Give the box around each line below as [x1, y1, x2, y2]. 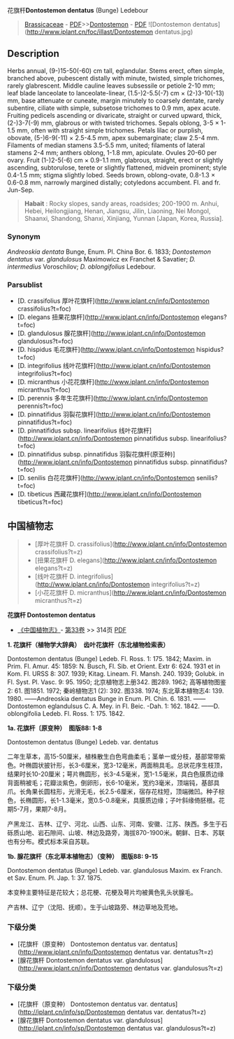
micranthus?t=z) [34, 597, 82, 605]
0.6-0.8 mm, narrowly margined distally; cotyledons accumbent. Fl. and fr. [7, 178, 221, 186]
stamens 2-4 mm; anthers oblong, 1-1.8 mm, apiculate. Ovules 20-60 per [7, 148, 217, 156]
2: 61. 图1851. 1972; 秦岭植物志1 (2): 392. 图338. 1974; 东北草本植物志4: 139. [7, 686, 224, 695]
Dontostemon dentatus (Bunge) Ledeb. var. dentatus [7, 738, 159, 747]
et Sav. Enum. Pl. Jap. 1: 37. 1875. [7, 874, 103, 882]
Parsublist [7, 280, 43, 290]
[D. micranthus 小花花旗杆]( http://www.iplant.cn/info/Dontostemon [17, 378, 210, 386]
